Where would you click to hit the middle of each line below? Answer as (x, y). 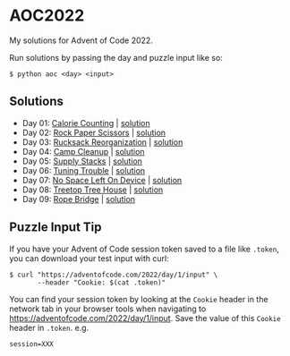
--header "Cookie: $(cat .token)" (102, 283)
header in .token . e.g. (49, 327)
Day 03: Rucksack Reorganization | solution (102, 142)
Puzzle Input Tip (55, 228)
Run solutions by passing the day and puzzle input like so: (116, 57)
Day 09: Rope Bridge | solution (79, 199)
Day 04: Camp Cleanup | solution (83, 151)
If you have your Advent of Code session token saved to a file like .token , (144, 249)
